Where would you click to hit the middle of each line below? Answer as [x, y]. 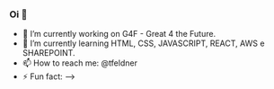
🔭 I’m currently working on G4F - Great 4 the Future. [119, 34]
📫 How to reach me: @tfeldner [80, 63]
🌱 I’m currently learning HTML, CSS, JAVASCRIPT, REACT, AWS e [143, 43]
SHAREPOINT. [49, 53]
